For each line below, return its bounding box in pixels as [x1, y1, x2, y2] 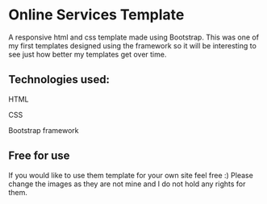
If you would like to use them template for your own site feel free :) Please [8, 170, 254, 180]
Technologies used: [8, 73, 111, 86]
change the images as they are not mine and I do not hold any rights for [8, 179, 246, 189]
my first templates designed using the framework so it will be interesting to [8, 40, 257, 50]
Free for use [8, 149, 70, 163]
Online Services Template [8, 6, 185, 24]
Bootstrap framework [8, 125, 79, 135]
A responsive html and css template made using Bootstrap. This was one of [8, 32, 260, 42]
